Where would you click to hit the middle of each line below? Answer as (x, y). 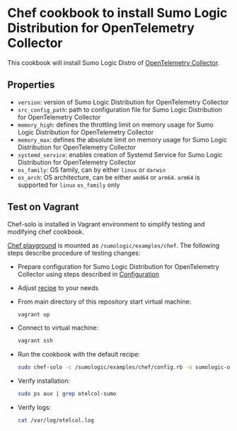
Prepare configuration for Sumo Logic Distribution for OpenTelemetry (118, 266)
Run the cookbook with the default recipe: (79, 355)
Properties (31, 85)
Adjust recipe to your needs (58, 287)
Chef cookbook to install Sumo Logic (117, 13)
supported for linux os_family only (69, 185)
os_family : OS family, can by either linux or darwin (92, 169)
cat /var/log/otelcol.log (56, 420)
